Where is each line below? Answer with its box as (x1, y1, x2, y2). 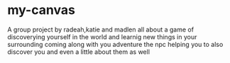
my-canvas (7, 2, 76, 18)
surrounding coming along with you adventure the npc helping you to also (7, 40, 224, 48)
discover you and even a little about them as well (7, 48, 150, 56)
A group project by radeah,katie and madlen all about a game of (7, 25, 194, 34)
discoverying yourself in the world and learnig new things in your (7, 32, 197, 41)
